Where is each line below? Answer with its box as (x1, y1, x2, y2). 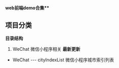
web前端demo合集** (5, 5, 49, 11)
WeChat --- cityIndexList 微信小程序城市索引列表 (12, 57, 114, 63)
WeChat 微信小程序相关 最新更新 (12, 46, 81, 52)
